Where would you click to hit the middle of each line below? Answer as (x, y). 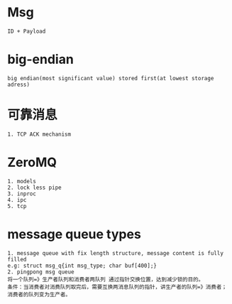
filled (17, 259)
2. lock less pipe (34, 188)
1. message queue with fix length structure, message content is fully (115, 253)
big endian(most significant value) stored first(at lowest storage (111, 78)
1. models (22, 181)
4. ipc (17, 200)
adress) (19, 85)
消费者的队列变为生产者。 (39, 294)
